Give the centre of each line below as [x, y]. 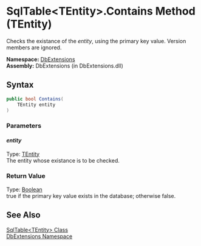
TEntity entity [36, 105]
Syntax [20, 85]
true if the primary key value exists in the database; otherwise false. [91, 195]
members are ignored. [34, 47]
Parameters [24, 126]
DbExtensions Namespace [39, 236]
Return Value [26, 176]
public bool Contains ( [35, 99]
